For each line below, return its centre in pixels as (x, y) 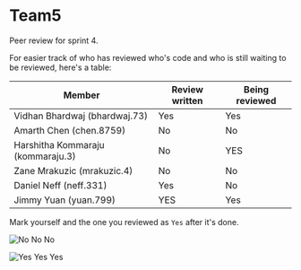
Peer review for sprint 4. (54, 40)
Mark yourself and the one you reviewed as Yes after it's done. (124, 222)
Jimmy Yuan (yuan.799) (65, 200)
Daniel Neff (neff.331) (60, 185)
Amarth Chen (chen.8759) (70, 130)
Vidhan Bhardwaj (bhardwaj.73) (81, 116)
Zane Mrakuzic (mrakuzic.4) (73, 170)
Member (82, 95)
